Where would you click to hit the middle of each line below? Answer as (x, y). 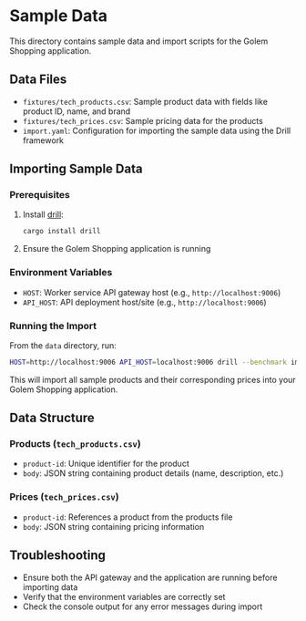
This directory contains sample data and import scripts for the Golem (139, 41)
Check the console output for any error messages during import (143, 606)
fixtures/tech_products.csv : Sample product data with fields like (145, 101)
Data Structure (52, 418)
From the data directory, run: (63, 345)
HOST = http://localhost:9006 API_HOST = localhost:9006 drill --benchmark (148, 362)
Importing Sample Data (76, 169)
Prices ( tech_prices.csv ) (65, 497)
